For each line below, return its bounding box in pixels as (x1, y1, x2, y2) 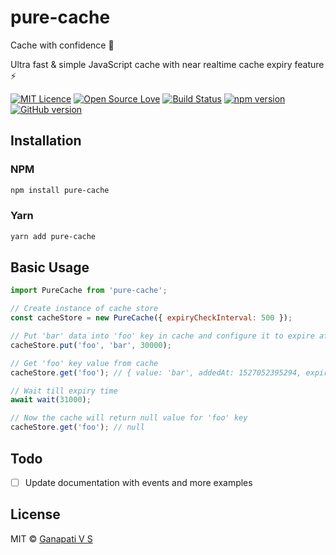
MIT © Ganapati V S (10, 532, 93, 545)
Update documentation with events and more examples (24, 476, 253, 488)
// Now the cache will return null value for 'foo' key (10, 413, 248, 423)
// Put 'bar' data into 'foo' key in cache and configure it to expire (10, 331, 315, 341)
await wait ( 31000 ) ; (10, 395, 92, 405)
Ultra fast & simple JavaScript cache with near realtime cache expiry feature (10, 58, 325, 70)
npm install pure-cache (10, 185, 110, 195)
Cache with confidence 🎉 (10, 39, 115, 51)
